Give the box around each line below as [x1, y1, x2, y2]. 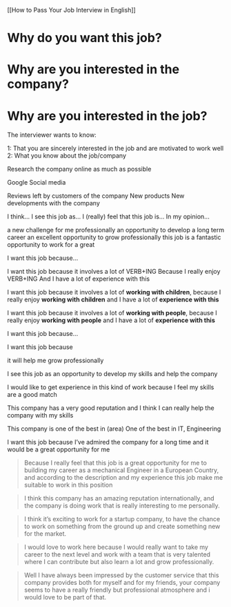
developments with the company [7, 199, 100, 207]
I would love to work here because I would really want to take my [23, 543, 209, 552]
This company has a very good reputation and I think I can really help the [7, 404, 215, 412]
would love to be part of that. [23, 593, 107, 601]
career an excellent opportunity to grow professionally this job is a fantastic [7, 233, 221, 241]
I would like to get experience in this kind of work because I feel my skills [7, 383, 214, 391]
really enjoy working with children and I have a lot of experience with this [7, 295, 219, 303]
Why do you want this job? [7, 30, 162, 46]
